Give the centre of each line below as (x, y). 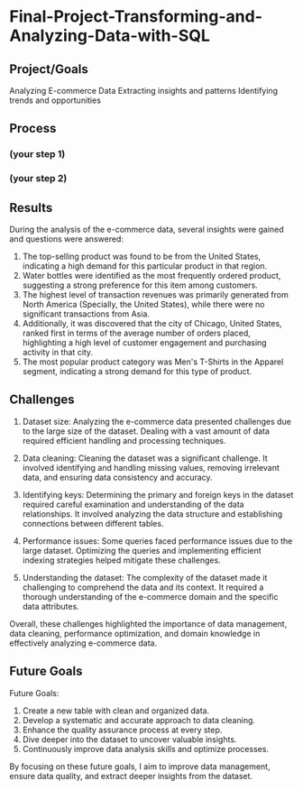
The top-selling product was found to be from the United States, (142, 257)
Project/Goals (49, 69)
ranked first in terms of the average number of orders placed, (136, 333)
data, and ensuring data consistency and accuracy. (118, 477)
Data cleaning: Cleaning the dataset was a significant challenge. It (145, 458)
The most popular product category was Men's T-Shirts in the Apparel (153, 362)
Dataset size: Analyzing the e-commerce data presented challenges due (156, 421)
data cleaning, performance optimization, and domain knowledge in (135, 633)
